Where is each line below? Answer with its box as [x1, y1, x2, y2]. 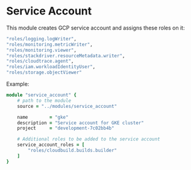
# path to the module [17, 98, 71, 104]
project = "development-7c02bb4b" [17, 125, 114, 131]
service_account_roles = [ [17, 142, 85, 148]
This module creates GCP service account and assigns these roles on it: [6, 24, 185, 31]
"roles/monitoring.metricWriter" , [6, 41, 93, 48]
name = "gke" [17, 114, 69, 120]
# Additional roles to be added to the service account [17, 136, 161, 142]
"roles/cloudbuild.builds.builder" [28, 148, 117, 154]
